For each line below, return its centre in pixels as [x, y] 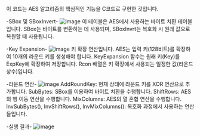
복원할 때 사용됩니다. [30, 36]
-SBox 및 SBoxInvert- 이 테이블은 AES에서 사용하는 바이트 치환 [91, 21]
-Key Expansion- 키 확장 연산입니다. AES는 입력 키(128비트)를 [90, 49]
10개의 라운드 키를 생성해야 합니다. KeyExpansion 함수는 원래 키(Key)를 [96, 56]
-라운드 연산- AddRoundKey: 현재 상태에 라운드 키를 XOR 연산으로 [95, 84]
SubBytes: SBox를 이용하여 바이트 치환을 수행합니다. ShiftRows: [104, 92]
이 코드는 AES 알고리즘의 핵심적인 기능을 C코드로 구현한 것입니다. [82, 9]
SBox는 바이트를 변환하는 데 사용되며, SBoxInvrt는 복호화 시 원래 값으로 [107, 29]
